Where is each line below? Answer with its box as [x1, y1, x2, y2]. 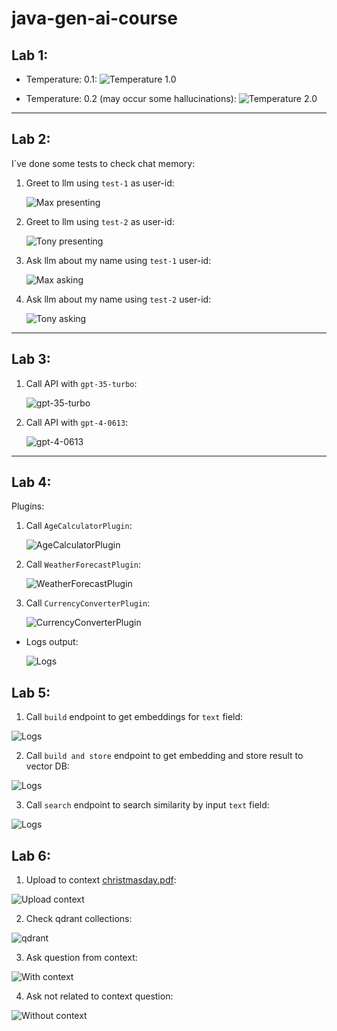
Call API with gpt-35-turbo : [25, 377, 138, 389]
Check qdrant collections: [25, 913, 133, 925]
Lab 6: [11, 847, 51, 864]
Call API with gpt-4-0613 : [25, 416, 129, 428]
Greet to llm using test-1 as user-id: [25, 177, 175, 189]
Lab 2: [11, 131, 51, 148]
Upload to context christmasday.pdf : [25, 874, 177, 886]
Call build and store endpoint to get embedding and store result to [25, 750, 304, 762]
